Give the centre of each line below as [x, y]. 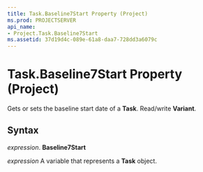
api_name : [22, 27]
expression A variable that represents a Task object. [82, 161]
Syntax [23, 130]
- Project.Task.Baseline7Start [53, 33]
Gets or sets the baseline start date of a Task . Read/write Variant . [102, 108]
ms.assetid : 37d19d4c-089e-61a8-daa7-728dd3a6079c [82, 40]
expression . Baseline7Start [46, 147]
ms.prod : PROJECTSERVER [42, 20]
